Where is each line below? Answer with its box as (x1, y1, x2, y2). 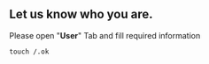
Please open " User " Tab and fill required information (9, 30, 201, 40)
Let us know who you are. (9, 7, 153, 22)
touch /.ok (9, 47, 50, 56)
